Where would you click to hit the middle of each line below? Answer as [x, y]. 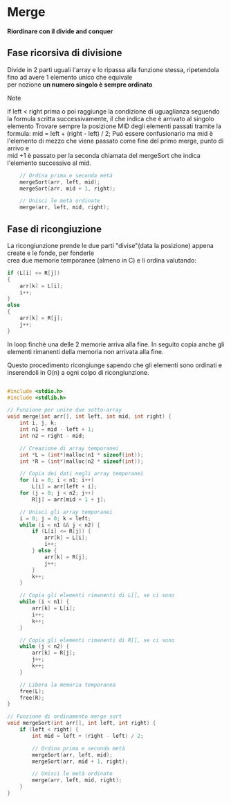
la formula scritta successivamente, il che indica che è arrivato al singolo [111, 118]
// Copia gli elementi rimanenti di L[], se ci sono [97, 595]
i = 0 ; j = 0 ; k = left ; [55, 518]
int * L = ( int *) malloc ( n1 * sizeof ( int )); [82, 455]
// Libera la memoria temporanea [68, 685]
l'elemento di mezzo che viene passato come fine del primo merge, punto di [115, 141]
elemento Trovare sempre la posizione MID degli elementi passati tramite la [114, 126]
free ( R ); [32, 698]
